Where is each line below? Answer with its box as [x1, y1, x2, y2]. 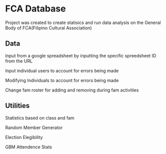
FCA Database [5, 3, 66, 14]
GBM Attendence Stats [5, 143, 52, 150]
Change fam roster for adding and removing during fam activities [5, 87, 139, 93]
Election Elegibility [5, 134, 43, 140]
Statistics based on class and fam [5, 114, 75, 120]
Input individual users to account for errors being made [5, 67, 119, 73]
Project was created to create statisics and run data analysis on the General [5, 19, 161, 25]
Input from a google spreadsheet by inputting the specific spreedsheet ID [5, 52, 156, 58]
